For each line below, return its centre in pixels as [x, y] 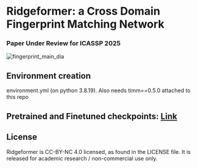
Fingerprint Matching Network [85, 24]
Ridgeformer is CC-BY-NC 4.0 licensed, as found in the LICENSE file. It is [99, 152]
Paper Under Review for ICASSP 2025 [64, 43]
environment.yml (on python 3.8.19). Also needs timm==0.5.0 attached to [98, 90]
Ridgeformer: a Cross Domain [83, 11]
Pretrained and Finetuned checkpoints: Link [92, 116]
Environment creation [48, 75]
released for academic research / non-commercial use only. [82, 158]
